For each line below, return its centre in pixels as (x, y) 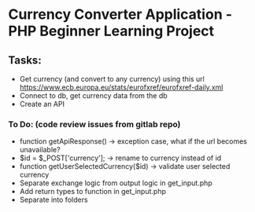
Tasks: (25, 60)
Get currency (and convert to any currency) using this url (112, 79)
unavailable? (40, 150)
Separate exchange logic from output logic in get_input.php (116, 183)
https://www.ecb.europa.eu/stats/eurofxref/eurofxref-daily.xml (121, 87)
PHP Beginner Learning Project (111, 31)
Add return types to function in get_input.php (93, 192)
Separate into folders (54, 200)
